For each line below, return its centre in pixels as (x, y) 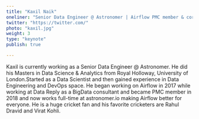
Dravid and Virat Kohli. (33, 111)
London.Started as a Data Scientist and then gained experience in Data (93, 79)
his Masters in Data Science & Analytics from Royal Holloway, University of (97, 73)
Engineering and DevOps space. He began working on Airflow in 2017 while (98, 85)
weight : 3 (18, 34)
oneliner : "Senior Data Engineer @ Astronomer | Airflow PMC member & (95, 17)
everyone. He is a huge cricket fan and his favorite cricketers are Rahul (93, 104)
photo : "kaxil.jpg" (30, 28)
